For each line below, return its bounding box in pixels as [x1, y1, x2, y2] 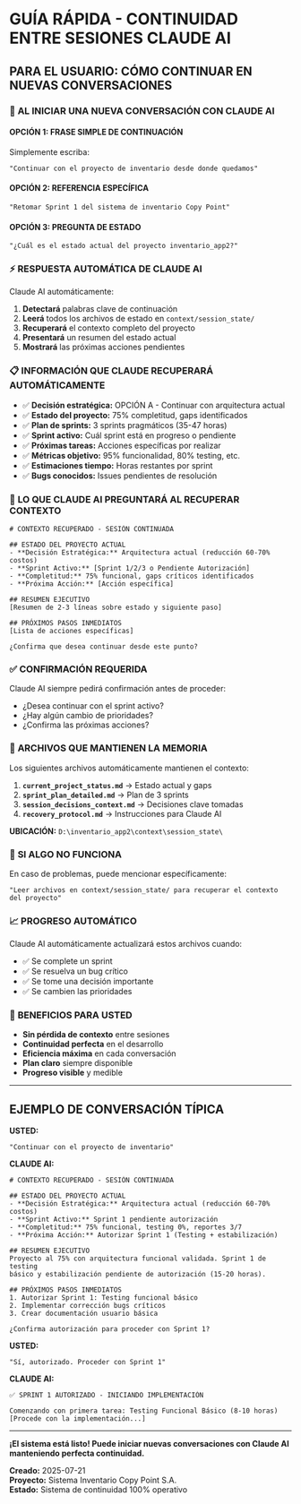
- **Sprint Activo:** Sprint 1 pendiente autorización [9, 1215, 219, 1225]
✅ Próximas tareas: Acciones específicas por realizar [21, 440, 221, 451]
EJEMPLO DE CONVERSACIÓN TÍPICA [9, 1102, 225, 1117]
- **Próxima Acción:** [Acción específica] [9, 580, 175, 589]
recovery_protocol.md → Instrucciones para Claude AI [21, 808, 222, 819]
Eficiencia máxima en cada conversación [21, 1048, 176, 1059]
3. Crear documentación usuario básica [9, 1309, 159, 1319]
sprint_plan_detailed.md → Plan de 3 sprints [21, 789, 190, 800]
